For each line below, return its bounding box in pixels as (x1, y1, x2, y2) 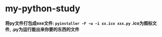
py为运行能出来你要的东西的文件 (13, 26, 80, 32)
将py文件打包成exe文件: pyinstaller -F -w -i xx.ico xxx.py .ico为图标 (5, 20, 153, 26)
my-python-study (5, 3, 81, 14)
